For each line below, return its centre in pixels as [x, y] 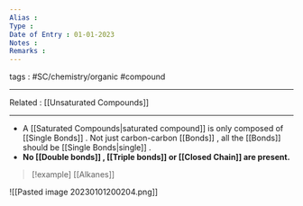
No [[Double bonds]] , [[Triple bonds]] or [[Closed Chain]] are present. [156, 157]
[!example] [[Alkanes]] [73, 175]
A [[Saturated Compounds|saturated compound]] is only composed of [153, 129]
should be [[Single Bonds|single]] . [87, 148]
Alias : [24, 18]
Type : [22, 26]
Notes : [24, 43]
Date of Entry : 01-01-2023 [62, 34]
